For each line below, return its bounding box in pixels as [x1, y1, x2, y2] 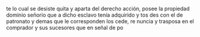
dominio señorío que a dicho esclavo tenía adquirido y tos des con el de [6, 11, 183, 18]
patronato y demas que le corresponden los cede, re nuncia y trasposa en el [6, 18, 194, 24]
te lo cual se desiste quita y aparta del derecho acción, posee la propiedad [6, 5, 190, 12]
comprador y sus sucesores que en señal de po [6, 24, 124, 31]
